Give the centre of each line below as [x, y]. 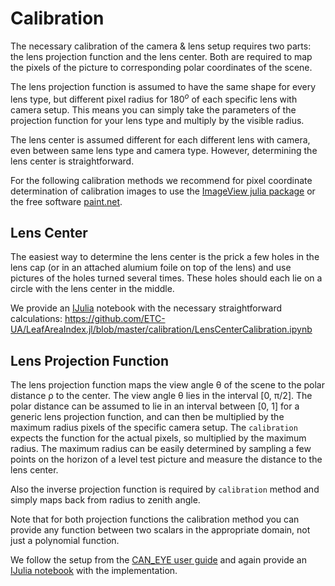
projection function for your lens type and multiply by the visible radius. [157, 120]
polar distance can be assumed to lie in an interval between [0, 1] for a [155, 406]
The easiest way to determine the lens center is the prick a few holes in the [165, 257]
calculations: [36, 319]
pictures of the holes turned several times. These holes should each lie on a [166, 278]
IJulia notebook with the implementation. [94, 571]
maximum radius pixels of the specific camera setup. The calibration [154, 428]
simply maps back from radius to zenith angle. [105, 500]
